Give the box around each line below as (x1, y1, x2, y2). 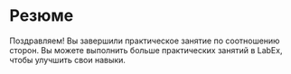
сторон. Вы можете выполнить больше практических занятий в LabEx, (9, 44, 283, 55)
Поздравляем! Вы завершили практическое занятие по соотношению (9, 35, 280, 46)
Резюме (9, 5, 74, 26)
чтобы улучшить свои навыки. (9, 54, 127, 65)
